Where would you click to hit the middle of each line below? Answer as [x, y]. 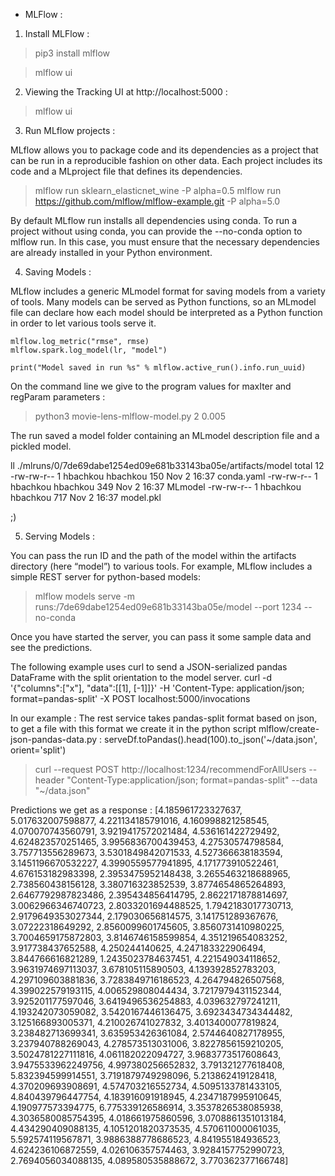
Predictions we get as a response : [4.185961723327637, [126, 810]
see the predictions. [51, 647]
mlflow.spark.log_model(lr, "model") [89, 350]
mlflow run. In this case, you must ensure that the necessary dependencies [165, 242]
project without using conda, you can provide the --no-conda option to [156, 231]
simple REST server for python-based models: [105, 577]
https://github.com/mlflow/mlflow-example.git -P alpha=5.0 [157, 201]
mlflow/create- [289, 728]
